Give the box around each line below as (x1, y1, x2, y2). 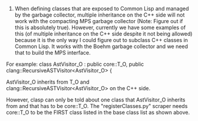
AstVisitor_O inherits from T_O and (6, 78, 90, 85)
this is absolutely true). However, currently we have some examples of (14, 24, 186, 31)
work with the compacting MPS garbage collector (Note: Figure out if (14, 18, 183, 24)
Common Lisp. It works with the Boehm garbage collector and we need (14, 43, 188, 50)
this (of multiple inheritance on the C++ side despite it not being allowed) (14, 30, 193, 37)
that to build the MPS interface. (14, 49, 91, 56)
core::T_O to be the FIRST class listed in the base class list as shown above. (6, 109, 190, 116)
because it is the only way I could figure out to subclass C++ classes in (14, 37, 188, 43)
